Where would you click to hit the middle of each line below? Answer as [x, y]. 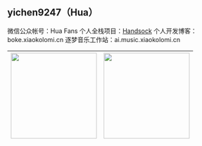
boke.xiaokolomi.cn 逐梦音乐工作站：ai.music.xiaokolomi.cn [94, 39]
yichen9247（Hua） [53, 13]
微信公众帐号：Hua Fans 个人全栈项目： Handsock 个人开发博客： [102, 31]
